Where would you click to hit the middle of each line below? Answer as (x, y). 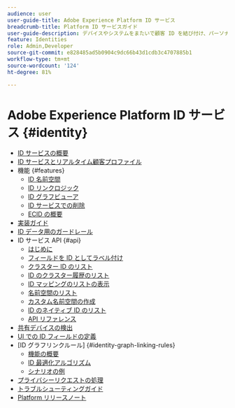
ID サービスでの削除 (56, 205)
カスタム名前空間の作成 (62, 302)
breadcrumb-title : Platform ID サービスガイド (73, 27)
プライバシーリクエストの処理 (60, 380)
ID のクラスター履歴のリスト (69, 275)
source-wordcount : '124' (43, 66)
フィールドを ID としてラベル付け (76, 258)
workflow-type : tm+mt (39, 59)
